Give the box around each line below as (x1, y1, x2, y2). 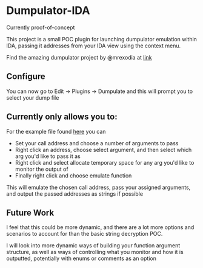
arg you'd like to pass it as (15, 153, 81, 160)
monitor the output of (15, 165, 68, 173)
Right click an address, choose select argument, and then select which (15, 146, 192, 153)
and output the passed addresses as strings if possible (6, 190, 144, 198)
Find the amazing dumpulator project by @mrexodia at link (6, 53, 153, 61)
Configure (6, 71, 45, 82)
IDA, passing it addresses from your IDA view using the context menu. (6, 42, 181, 49)
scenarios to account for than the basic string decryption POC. (6, 230, 163, 238)
